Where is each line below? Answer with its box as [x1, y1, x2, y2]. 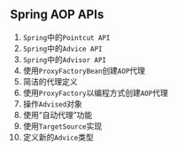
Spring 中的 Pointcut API [22, 31, 111, 43]
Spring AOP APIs [10, 7, 104, 22]
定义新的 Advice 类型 [22, 131, 94, 142]
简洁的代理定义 [22, 75, 78, 87]
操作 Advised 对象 [22, 98, 82, 109]
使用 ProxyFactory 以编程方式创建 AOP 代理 [22, 87, 169, 98]
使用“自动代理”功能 [22, 109, 93, 120]
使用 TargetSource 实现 [22, 120, 103, 131]
